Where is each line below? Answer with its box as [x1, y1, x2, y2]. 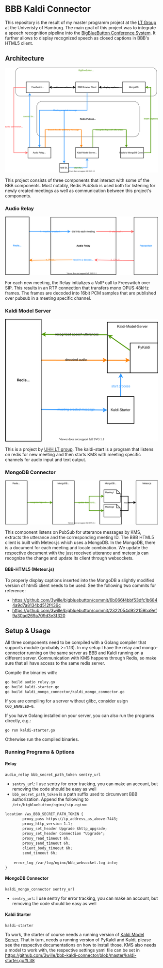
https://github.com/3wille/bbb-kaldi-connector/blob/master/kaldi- [5, 952, 137, 958]
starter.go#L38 [5, 957, 35, 963]
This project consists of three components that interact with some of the [5, 177, 149, 183]
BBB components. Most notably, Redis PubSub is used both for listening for [5, 183, 156, 189]
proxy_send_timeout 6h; [22, 841, 70, 846]
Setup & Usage [5, 627, 51, 635]
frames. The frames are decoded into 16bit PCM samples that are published [5, 290, 156, 296]
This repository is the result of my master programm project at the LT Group [5, 19, 157, 25]
